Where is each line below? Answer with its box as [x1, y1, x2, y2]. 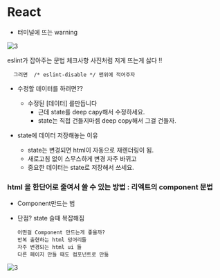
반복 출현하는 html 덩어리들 [17, 236, 87, 243]
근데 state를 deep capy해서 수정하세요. [37, 107, 145, 116]
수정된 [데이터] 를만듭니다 [27, 98, 98, 107]
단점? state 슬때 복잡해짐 [17, 214, 85, 223]
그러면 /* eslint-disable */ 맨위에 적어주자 [13, 71, 136, 78]
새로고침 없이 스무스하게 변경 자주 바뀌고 [27, 154, 137, 163]
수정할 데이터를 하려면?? [17, 84, 83, 92]
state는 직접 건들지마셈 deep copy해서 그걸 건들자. [37, 116, 176, 125]
